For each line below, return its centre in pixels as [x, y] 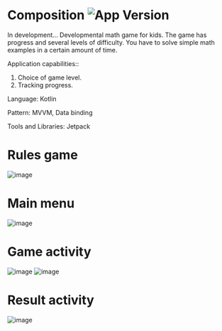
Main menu [41, 204]
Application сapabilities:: [43, 63]
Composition [46, 15]
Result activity [51, 300]
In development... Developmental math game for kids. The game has [107, 35]
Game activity [49, 251]
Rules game [43, 155]
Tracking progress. [45, 85]
